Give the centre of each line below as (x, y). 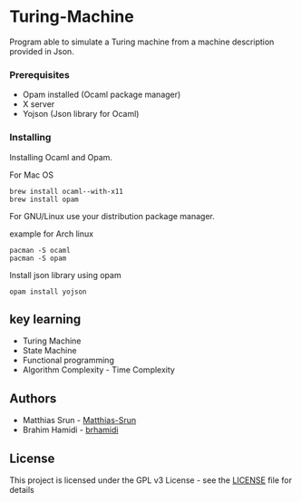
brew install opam (44, 199)
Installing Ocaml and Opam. (61, 157)
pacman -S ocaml (40, 250)
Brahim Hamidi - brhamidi (70, 430)
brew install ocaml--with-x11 (67, 191)
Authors (33, 398)
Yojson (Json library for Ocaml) (81, 114)
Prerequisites (39, 74)
